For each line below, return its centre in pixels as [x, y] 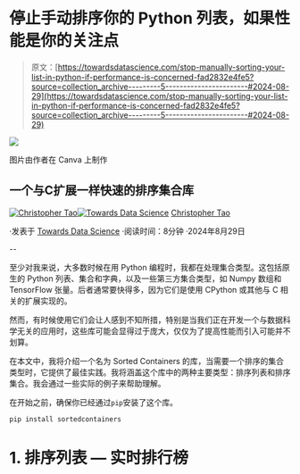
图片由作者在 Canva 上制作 [58, 159]
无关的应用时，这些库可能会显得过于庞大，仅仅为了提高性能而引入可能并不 [154, 330]
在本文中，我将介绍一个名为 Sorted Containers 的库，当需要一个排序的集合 [146, 361]
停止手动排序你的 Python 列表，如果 [142, 18]
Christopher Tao [200, 212]
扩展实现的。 [48, 301]
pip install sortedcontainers [66, 419]
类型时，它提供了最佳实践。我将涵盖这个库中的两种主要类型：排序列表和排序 [150, 372]
